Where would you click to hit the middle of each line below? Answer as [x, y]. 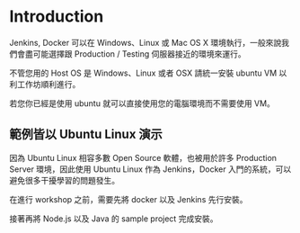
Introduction [57, 17]
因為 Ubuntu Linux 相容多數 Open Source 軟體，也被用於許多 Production [143, 157]
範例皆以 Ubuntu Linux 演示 [86, 134]
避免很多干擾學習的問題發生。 [64, 180]
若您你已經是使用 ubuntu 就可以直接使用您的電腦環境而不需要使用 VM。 [142, 103]
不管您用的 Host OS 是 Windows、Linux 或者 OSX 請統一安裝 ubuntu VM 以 [148, 73]
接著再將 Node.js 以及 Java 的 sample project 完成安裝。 [114, 219]
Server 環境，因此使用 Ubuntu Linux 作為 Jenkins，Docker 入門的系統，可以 [150, 169]
